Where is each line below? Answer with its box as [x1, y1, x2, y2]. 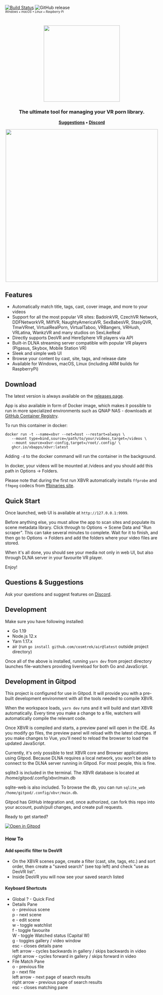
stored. [5, 540, 19, 546]
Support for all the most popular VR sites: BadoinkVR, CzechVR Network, [12, 314, 159, 320]
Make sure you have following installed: [5, 618, 84, 624]
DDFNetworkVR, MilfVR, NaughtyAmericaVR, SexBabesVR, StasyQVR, [12, 319, 152, 325]
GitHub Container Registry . [5, 413, 59, 419]
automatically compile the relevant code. [5, 715, 87, 721]
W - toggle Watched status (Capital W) [12, 932, 90, 938]
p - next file [12, 969, 36, 974]
